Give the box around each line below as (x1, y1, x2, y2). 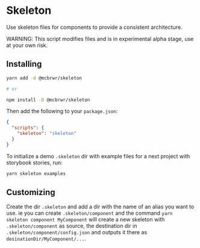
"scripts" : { (11, 125, 45, 131)
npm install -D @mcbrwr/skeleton (6, 97, 90, 103)
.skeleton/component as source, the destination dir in (6, 222, 137, 229)
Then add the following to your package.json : (6, 108, 118, 115)
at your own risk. (6, 42, 48, 49)
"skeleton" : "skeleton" (17, 131, 77, 137)
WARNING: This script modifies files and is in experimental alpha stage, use (6, 35, 194, 42)
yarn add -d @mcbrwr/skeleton (6, 75, 83, 81)
